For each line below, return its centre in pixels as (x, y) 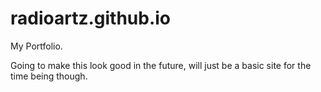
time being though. (49, 76)
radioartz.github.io (91, 18)
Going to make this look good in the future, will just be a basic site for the (161, 65)
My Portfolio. (36, 46)
